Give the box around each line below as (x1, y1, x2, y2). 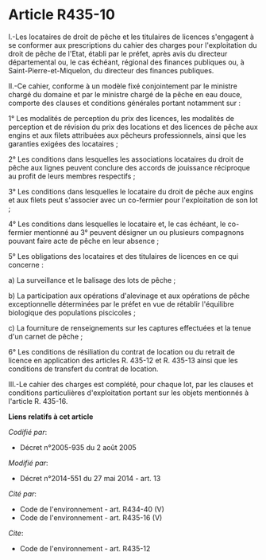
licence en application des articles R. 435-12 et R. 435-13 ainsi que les (8, 355, 238, 365)
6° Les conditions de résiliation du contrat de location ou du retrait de (8, 347, 236, 356)
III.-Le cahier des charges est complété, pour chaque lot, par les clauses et (8, 379, 254, 389)
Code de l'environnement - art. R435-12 (19, 543, 151, 553)
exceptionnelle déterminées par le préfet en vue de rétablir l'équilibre (8, 299, 234, 308)
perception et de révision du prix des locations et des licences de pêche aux (8, 122, 258, 131)
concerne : (8, 260, 44, 269)
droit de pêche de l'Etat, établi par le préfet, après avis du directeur (8, 49, 228, 58)
